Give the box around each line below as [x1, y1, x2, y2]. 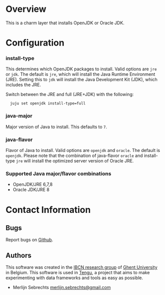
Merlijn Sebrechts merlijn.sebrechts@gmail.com [12, 285, 111, 291]
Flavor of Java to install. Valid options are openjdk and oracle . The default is [5, 147, 161, 153]
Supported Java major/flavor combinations [5, 170, 111, 177]
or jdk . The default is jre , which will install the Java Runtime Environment [5, 71, 156, 77]
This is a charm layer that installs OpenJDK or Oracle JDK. [5, 20, 124, 26]
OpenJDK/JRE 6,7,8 [12, 182, 53, 188]
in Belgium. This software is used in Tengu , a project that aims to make [5, 270, 150, 276]
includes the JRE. [5, 82, 41, 88]
